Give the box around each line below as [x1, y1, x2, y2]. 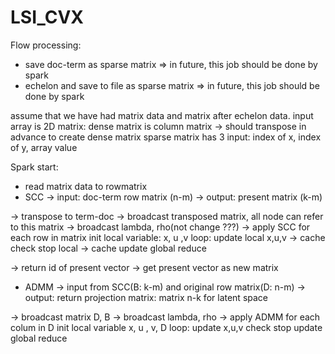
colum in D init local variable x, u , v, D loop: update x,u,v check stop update [10, 321, 323, 333]
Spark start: [10, 161, 59, 173]
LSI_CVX [10, 6, 85, 29]
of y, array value [10, 141, 78, 153]
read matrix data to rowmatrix [24, 180, 148, 192]
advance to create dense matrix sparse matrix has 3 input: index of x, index [10, 131, 322, 143]
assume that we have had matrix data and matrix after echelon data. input [10, 109, 314, 121]
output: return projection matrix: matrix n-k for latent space [24, 291, 269, 303]
